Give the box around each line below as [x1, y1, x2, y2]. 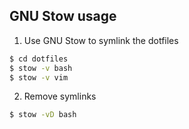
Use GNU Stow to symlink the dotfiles [23, 34, 179, 46]
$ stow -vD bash [9, 110, 77, 120]
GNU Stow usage [9, 8, 117, 25]
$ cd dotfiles [9, 54, 69, 64]
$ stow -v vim [9, 72, 69, 83]
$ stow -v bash [9, 63, 73, 73]
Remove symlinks [23, 90, 97, 103]
